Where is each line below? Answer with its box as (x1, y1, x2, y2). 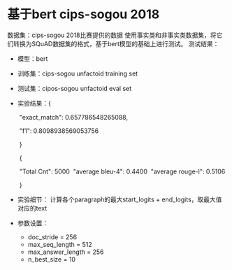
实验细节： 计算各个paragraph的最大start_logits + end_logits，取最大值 (17, 195, 222, 204)
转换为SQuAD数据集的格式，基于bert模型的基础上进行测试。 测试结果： (13, 39, 219, 48)
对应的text (17, 204, 48, 212)
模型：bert (17, 54, 48, 63)
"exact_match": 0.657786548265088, (19, 113, 128, 121)
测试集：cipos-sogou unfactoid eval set (17, 84, 132, 92)
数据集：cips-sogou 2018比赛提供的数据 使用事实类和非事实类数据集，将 (7, 31, 217, 39)
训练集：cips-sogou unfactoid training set (17, 69, 138, 78)
